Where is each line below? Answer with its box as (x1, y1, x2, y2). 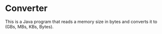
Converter (5, 3, 48, 14)
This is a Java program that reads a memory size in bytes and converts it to (5, 19, 158, 24)
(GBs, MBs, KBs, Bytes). (5, 23, 54, 29)
